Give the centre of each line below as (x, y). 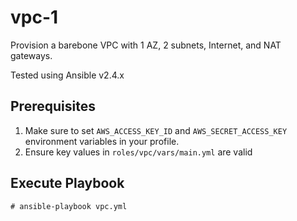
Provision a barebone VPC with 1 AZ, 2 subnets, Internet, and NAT (146, 45)
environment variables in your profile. (102, 141)
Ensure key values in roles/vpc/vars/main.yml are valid (138, 152)
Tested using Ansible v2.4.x (67, 75)
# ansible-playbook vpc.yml (69, 206)
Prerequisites (53, 106)
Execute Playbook (67, 183)
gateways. (31, 55)
